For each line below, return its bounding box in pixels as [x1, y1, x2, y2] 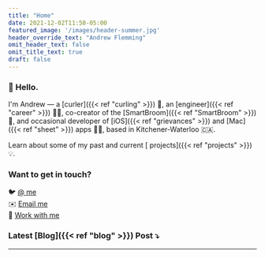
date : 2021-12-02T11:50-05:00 [8, 19, 108, 27]
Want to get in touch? [8, 169, 92, 180]
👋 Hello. [8, 81, 39, 92]
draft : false [8, 56, 51, 64]
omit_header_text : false [8, 41, 90, 49]
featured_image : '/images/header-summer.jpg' [8, 26, 160, 34]
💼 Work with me [8, 211, 60, 220]
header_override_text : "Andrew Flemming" [8, 33, 147, 42]
